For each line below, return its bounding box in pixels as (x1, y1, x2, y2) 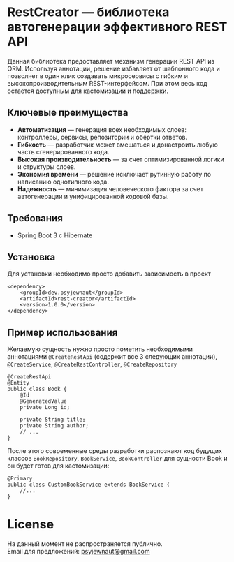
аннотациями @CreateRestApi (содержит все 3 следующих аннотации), (7, 353, 218, 361)
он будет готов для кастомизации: (7, 461, 110, 470)
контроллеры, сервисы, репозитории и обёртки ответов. (17, 133, 188, 141)
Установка (7, 251, 56, 262)
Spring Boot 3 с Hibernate (17, 231, 93, 239)
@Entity (7, 380, 30, 387)
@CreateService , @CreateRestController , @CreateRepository (7, 360, 177, 369)
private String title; (20, 416, 86, 423)
